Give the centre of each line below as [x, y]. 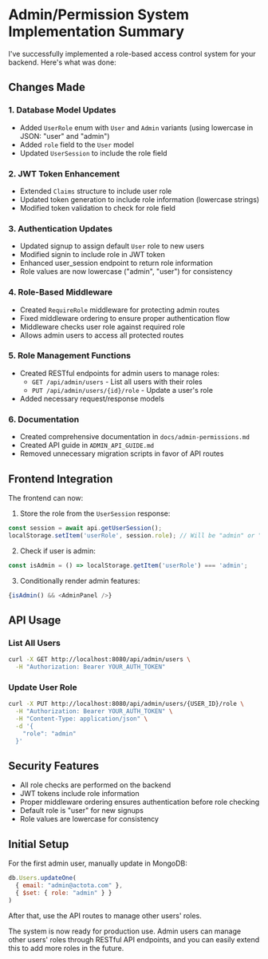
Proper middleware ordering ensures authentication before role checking [140, 802]
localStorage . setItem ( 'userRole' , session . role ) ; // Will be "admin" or [132, 535]
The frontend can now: [46, 497]
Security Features [54, 765]
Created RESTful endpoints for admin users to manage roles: [120, 373]
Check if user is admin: [57, 551]
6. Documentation [44, 419]
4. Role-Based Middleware [61, 292]
